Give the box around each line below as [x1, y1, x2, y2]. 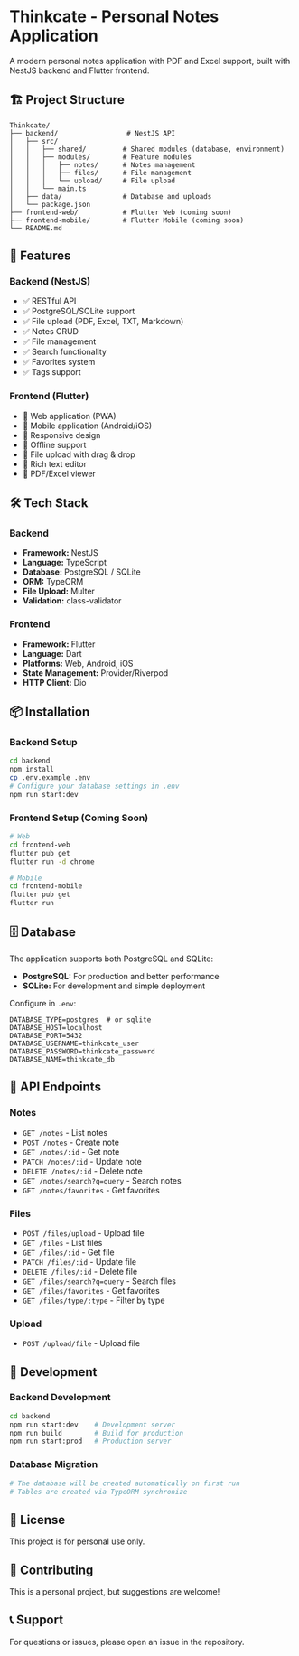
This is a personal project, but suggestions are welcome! [9, 1586, 220, 1597]
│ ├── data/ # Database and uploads [9, 192, 212, 201]
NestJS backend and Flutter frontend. [9, 65, 150, 76]
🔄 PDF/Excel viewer [22, 468, 97, 479]
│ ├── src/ [9, 136, 59, 145]
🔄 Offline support [22, 439, 87, 450]
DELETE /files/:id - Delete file [22, 1266, 138, 1277]
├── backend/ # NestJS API [9, 128, 176, 137]
